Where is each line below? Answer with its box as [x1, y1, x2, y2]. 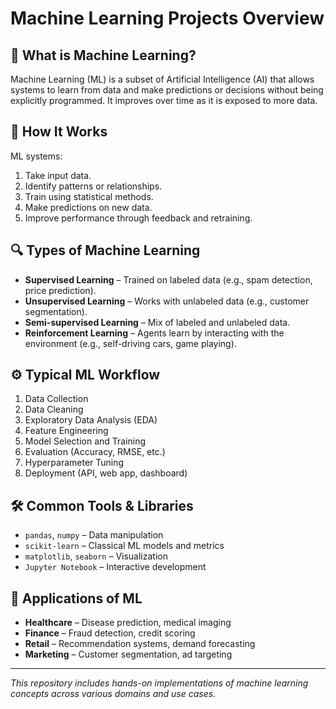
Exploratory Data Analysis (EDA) [24, 414, 158, 426]
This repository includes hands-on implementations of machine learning [10, 677, 309, 689]
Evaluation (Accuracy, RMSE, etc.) [24, 446, 166, 458]
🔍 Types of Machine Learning [10, 242, 201, 259]
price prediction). [24, 284, 97, 296]
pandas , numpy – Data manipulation [24, 529, 164, 541]
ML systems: [10, 150, 63, 162]
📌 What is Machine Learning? [10, 47, 197, 64]
